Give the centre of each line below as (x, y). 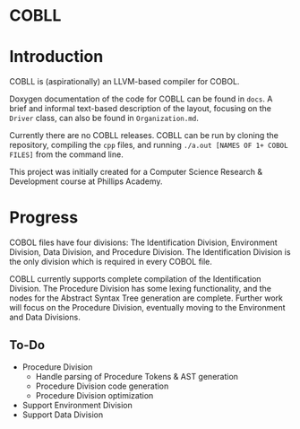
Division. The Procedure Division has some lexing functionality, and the (140, 289)
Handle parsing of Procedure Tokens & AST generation (137, 376)
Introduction (56, 57)
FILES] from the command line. (66, 154)
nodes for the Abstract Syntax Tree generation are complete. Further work (146, 298)
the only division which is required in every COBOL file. (111, 262)
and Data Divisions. (45, 317)
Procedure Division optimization (94, 395)
